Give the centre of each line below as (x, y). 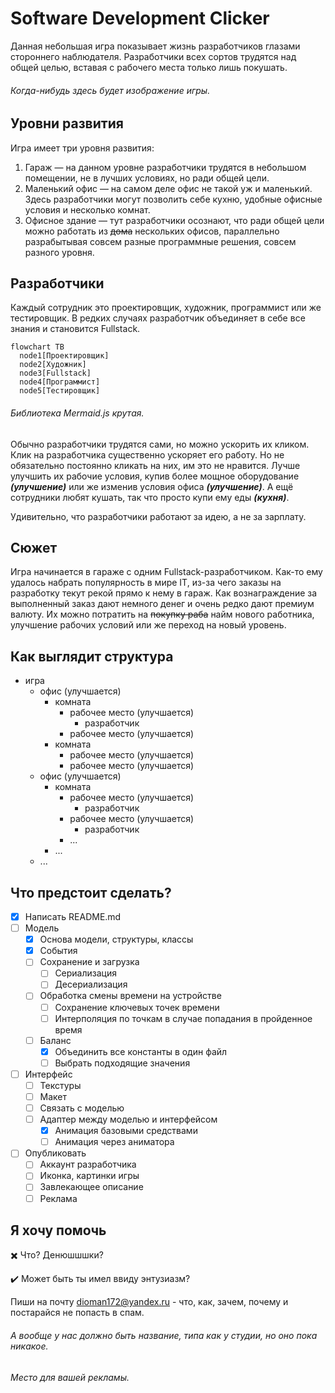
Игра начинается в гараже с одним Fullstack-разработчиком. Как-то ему (166, 572)
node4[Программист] (60, 382)
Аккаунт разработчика (88, 1164)
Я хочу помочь (58, 1230)
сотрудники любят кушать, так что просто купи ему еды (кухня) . (150, 497)
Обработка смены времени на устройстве (130, 996)
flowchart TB (37, 347)
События (58, 951)
